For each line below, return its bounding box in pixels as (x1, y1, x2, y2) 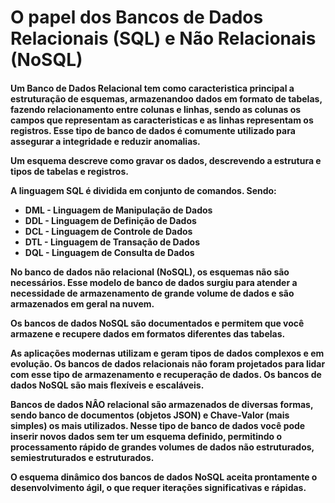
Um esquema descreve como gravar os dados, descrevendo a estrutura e (10, 154, 322, 166)
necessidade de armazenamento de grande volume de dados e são (10, 287, 295, 299)
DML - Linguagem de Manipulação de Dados (24, 204, 213, 216)
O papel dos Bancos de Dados (10, 6, 264, 29)
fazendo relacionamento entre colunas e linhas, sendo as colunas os (10, 103, 302, 115)
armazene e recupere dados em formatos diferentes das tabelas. (10, 327, 286, 340)
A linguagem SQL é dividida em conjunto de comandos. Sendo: (10, 184, 277, 196)
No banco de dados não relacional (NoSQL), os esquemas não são (10, 266, 290, 278)
